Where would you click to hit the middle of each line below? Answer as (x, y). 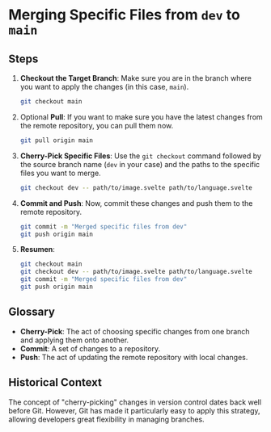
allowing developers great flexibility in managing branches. (106, 419)
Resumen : (37, 250)
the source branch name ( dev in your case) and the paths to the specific (140, 164)
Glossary (32, 312)
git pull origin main (56, 140)
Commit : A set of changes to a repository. (90, 348)
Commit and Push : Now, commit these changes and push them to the (136, 203)
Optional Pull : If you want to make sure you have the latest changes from (141, 117)
